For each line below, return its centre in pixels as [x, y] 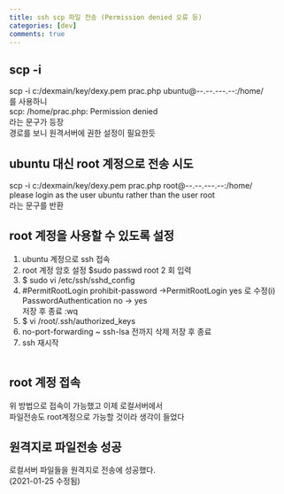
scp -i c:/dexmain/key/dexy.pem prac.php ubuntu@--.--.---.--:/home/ [136, 91]
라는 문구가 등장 [37, 122]
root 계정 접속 [45, 383]
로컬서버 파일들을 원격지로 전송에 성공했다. [83, 470]
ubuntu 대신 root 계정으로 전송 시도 [101, 163]
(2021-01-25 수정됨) [45, 481]
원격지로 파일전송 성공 [65, 448]
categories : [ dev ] [43, 26]
